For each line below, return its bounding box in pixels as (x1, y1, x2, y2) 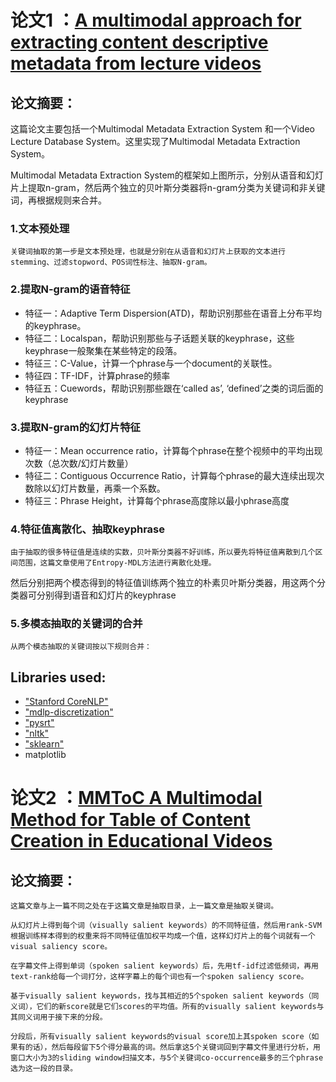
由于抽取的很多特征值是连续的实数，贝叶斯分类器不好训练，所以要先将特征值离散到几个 (10, 547, 316, 558)
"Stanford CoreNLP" (24, 696, 109, 708)
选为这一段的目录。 (10, 1064, 78, 1074)
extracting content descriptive (10, 31, 269, 54)
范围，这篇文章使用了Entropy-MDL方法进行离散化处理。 (17, 558, 217, 568)
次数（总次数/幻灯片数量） (24, 457, 134, 469)
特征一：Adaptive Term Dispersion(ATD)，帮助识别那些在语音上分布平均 (24, 307, 323, 319)
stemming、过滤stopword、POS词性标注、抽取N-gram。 (10, 257, 212, 268)
